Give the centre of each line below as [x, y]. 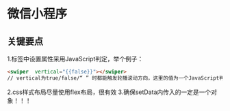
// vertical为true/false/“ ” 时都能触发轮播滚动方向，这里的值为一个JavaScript [113, 78]
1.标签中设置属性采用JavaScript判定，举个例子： [75, 59]
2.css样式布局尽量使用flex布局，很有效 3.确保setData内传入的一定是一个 [109, 92]
